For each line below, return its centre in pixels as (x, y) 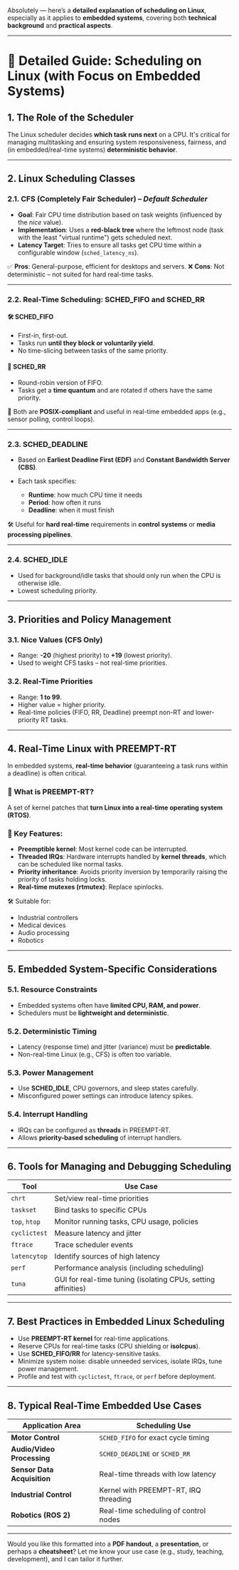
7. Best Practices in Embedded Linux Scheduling (116, 1321)
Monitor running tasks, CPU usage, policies (127, 1222)
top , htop (26, 1222)
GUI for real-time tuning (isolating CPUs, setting (135, 1280)
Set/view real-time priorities (102, 1199)
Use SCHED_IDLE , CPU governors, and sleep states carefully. (108, 1088)
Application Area (52, 1426)
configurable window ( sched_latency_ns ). (78, 252)
